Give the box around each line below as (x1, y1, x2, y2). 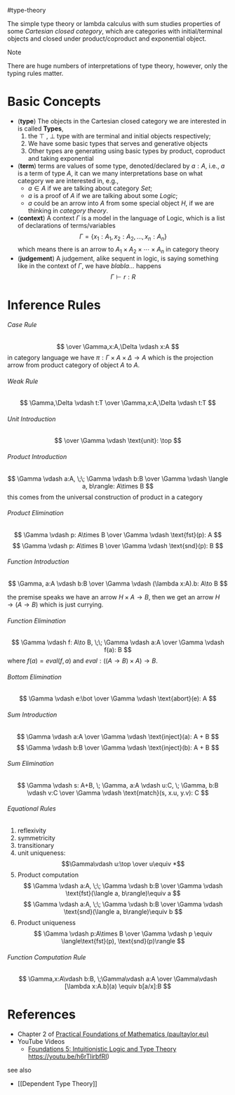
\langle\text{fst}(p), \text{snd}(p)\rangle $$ (61, 936, 185, 945)
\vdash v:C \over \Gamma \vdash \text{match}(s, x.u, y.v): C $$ (27, 788, 209, 797)
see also (7, 1066, 32, 1075)
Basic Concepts (7, 94, 102, 109)
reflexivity (17, 826, 47, 835)
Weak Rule (7, 377, 39, 385)
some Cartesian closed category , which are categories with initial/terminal (7, 27, 223, 35)
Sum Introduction (7, 710, 58, 719)
